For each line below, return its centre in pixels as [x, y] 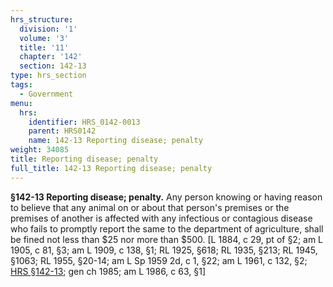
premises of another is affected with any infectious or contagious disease [161, 218]
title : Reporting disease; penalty [84, 159]
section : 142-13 [53, 66]
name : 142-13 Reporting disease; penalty [115, 141]
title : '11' [44, 47]
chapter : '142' [51, 57]
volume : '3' [44, 38]
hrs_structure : [42, 19]
